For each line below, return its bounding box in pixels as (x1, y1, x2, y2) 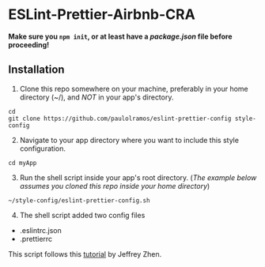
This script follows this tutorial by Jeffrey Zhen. (8, 249, 162, 258)
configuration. (19, 144, 66, 153)
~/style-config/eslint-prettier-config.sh (8, 196, 150, 205)
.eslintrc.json (19, 225, 62, 235)
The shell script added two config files (19, 210, 146, 220)
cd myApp (8, 159, 37, 167)
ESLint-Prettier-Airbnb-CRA (8, 6, 195, 24)
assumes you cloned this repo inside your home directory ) (19, 181, 210, 190)
